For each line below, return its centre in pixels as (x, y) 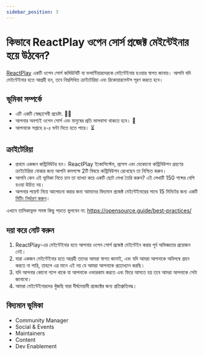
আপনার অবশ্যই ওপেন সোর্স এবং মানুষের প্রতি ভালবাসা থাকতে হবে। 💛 (75, 121)
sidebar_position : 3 (33, 12)
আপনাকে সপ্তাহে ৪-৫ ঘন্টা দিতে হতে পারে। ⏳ (55, 128)
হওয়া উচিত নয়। (30, 185)
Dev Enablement (36, 346)
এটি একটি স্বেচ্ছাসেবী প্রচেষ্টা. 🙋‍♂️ (43, 114)
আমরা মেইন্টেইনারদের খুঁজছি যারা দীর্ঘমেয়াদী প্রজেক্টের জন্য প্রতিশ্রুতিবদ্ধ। (76, 286)
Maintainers (30, 333)
